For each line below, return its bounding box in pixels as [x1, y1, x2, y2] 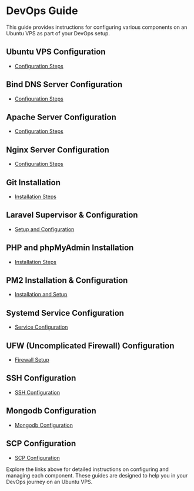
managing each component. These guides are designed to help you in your [6, 472, 188, 479]
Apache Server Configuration [6, 112, 116, 122]
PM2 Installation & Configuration [6, 275, 128, 286]
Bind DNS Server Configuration [6, 79, 122, 89]
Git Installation [6, 178, 61, 188]
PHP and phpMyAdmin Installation [6, 243, 134, 253]
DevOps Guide [6, 4, 78, 18]
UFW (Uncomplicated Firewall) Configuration [6, 340, 175, 350]
